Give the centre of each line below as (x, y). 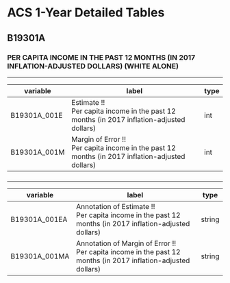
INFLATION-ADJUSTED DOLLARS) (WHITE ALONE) (93, 66)
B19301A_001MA (40, 256)
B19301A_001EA (39, 219)
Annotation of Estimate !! (116, 206)
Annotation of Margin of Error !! (126, 243)
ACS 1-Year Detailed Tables (86, 13)
